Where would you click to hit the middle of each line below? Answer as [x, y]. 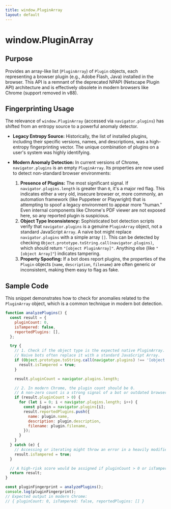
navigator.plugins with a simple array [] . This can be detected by [90, 237]
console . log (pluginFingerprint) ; [41, 492]
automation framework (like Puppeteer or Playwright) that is [83, 199]
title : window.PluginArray [34, 10]
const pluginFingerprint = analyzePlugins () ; [54, 487]
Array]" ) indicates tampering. [69, 253]
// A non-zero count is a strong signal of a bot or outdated [82, 393]
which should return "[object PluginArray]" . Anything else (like [88, 248]
